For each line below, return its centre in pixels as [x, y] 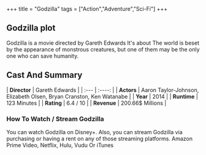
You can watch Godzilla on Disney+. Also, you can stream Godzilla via [94, 132]
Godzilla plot [31, 28]
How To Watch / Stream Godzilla [55, 119]
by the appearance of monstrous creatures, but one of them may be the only [103, 49]
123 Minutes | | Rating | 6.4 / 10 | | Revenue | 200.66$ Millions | [86, 103]
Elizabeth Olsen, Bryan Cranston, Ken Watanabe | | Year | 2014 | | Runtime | [102, 96]
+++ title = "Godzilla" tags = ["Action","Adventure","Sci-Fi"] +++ [87, 9]
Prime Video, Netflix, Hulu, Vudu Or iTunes [60, 145]
